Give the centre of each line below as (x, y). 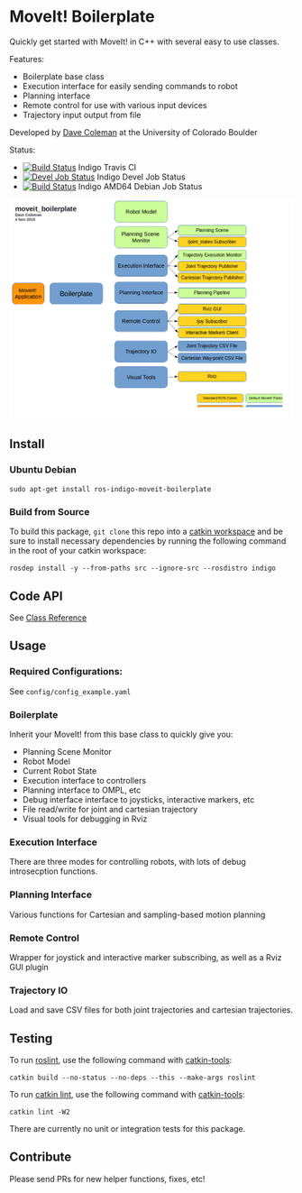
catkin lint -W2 (40, 1112)
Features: (27, 59)
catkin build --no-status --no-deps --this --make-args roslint (133, 1078)
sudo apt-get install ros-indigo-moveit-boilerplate (110, 489)
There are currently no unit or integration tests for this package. (128, 1129)
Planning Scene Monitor (67, 752)
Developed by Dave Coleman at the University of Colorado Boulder (133, 132)
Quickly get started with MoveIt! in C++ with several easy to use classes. (144, 41)
